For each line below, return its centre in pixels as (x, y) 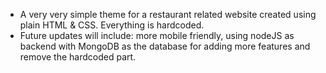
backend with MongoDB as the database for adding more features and (165, 46)
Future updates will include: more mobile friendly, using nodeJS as (157, 35)
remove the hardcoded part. (78, 57)
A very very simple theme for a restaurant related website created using (168, 14)
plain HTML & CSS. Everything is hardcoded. (112, 25)
